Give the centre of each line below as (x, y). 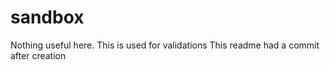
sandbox (47, 17)
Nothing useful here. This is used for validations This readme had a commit (165, 45)
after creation (38, 55)
